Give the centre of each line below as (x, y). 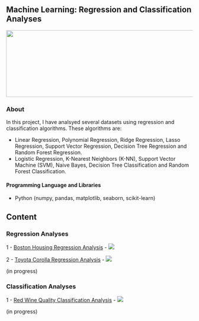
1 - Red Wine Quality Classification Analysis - (61, 300)
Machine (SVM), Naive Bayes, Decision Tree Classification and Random (102, 165)
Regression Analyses (37, 234)
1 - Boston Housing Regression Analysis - (57, 247)
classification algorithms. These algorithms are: (64, 128)
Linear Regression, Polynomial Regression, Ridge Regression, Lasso (97, 140)
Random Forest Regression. (48, 152)
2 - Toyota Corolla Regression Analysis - (55, 260)
